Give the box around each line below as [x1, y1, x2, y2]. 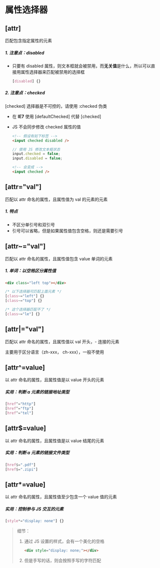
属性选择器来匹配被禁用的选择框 [20, 69, 85, 75]
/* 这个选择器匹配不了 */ [5, 307, 51, 312]
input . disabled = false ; [12, 156, 63, 161]
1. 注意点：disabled [5, 50, 45, 56]
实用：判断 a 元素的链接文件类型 [5, 450, 70, 456]
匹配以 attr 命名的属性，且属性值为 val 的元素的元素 [5, 196, 108, 202]
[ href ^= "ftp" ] [5, 406, 34, 411]
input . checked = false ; [12, 152, 61, 157]
